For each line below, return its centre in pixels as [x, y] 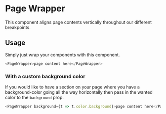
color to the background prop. [35, 97]
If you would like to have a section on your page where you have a [72, 87]
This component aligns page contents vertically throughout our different [79, 22]
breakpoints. [18, 27]
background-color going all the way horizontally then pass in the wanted [79, 92]
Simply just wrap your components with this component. [62, 55]
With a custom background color [45, 76]
